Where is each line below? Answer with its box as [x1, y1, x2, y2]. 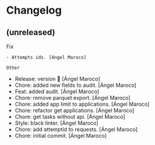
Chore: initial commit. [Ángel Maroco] [14, 132, 107, 139]
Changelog [6, 4, 62, 17]
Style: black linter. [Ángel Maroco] [14, 119, 98, 127]
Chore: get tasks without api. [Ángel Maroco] [14, 114, 126, 120]
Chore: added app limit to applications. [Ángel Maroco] [14, 100, 150, 108]
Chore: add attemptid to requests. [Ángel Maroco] [14, 126, 138, 133]
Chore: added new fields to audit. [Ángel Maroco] [14, 81, 137, 89]
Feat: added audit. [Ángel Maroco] [14, 88, 100, 95]
